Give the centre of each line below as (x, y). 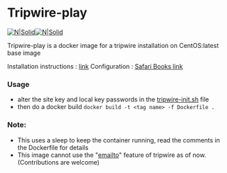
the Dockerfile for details (53, 147)
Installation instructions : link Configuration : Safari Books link (95, 66)
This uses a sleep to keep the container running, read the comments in (119, 140)
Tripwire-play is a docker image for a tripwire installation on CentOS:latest (113, 45)
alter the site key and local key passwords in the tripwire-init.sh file (113, 99)
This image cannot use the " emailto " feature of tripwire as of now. (112, 155)
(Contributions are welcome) (58, 162)
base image (24, 53)
